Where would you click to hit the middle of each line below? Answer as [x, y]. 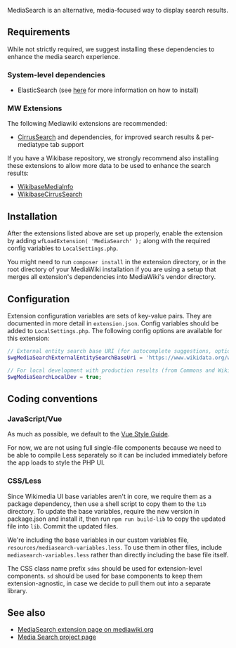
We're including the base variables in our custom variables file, [98, 540]
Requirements [39, 32]
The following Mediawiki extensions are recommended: [87, 124]
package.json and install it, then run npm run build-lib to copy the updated [117, 519]
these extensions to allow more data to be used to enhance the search [109, 166]
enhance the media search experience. [64, 56]
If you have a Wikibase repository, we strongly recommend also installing [113, 158]
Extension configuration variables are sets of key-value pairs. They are [110, 316]
